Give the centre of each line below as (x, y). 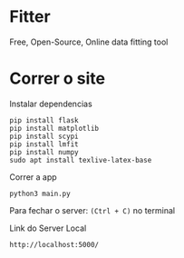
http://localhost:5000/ (54, 244)
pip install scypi (44, 136)
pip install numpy (44, 152)
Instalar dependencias (51, 104)
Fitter (30, 17)
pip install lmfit (44, 144)
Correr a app (33, 177)
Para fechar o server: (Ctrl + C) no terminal (92, 210)
